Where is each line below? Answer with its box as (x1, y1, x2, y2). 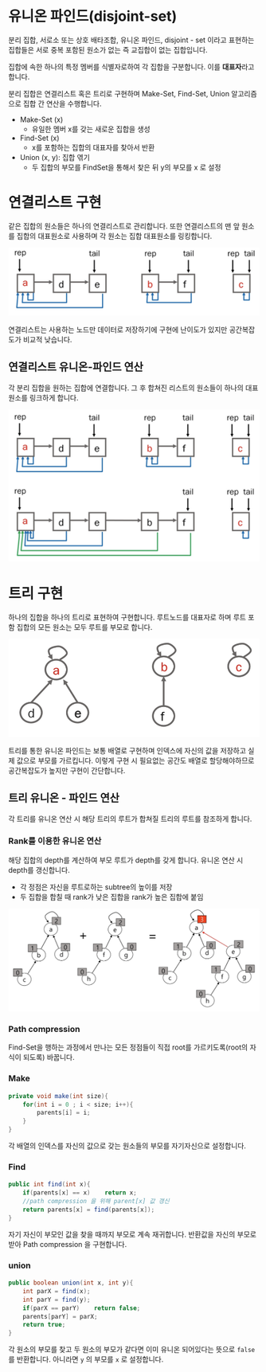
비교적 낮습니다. (22, 334, 72, 344)
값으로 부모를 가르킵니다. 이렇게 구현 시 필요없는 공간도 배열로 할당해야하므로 (16, 756, 255, 765)
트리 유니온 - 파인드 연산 (8, 792, 119, 805)
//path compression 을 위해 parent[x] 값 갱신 (22, 1198, 170, 1206)
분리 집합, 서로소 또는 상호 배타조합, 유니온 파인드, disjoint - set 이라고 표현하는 (8, 35, 255, 45)
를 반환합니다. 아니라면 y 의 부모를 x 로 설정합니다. (8, 1354, 164, 1364)
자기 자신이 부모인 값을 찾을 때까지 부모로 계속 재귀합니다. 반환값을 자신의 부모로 (8, 1229, 257, 1239)
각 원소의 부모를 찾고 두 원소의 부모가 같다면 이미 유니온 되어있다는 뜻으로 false (8, 1345, 256, 1354)
